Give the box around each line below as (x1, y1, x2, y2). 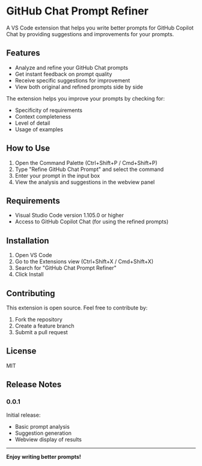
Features (6, 48, 40, 58)
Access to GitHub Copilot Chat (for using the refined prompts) (14, 218, 169, 225)
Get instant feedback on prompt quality (14, 70, 112, 78)
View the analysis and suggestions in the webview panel (14, 178, 155, 185)
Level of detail (14, 119, 50, 126)
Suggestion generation (14, 429, 72, 436)
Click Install (14, 271, 44, 278)
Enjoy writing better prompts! (6, 453, 81, 460)
